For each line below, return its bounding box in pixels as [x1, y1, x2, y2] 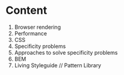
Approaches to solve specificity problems [14, 49, 118, 56]
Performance [14, 29, 48, 37]
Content [5, 4, 48, 17]
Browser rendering [14, 23, 61, 31]
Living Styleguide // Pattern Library [14, 61, 102, 69]
